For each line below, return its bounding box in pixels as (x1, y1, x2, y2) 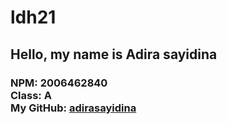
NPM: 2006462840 (10, 76, 108, 90)
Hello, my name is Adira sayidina (10, 46, 218, 63)
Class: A (10, 88, 52, 102)
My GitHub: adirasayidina (10, 101, 137, 115)
